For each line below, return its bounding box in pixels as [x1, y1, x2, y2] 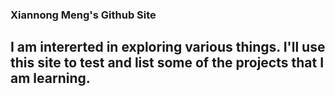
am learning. [10, 70, 91, 87]
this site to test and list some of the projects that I [10, 54, 325, 72]
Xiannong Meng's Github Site [10, 8, 157, 22]
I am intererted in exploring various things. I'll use [10, 39, 326, 56]
